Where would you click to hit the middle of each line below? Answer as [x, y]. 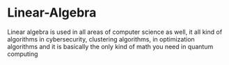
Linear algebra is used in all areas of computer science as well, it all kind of [115, 32]
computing [23, 54]
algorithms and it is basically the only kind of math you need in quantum [110, 46]
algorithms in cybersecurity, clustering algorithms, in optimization [101, 39]
